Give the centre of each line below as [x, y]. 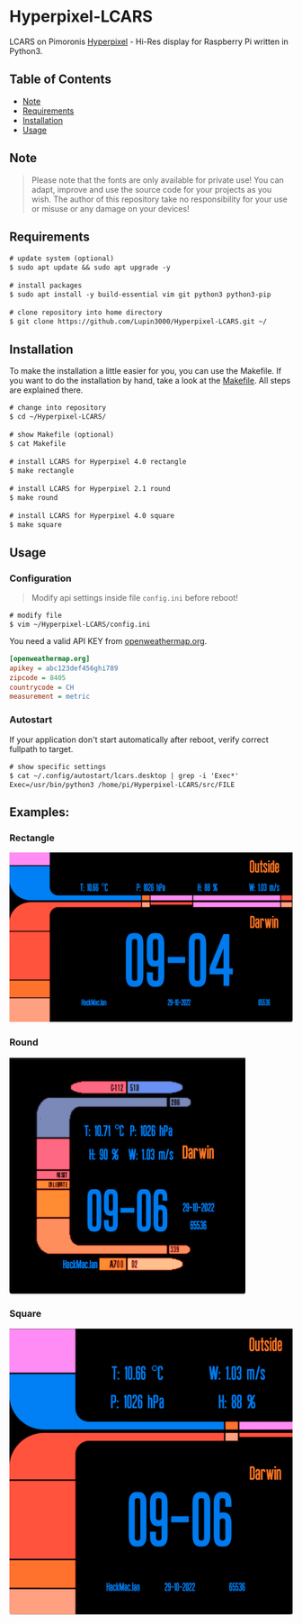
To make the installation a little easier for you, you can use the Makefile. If [145, 371]
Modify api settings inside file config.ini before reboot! [134, 597]
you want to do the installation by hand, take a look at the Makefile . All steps [150, 381]
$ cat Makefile [38, 444]
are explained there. [46, 390]
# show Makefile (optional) [62, 435]
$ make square [36, 525]
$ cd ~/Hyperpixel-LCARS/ [58, 417]
